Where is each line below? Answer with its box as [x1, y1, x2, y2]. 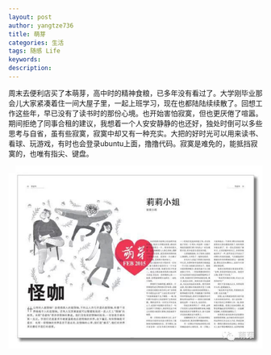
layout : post [8, 13, 52, 21]
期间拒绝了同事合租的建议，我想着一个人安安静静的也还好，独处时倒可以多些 [8, 118, 263, 128]
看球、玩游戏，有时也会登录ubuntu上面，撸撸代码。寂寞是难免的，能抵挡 [8, 138, 252, 148]
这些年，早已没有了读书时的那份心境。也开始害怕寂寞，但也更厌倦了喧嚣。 [15, 108, 263, 118]
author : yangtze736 [8, 21, 74, 30]
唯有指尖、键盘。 [35, 148, 94, 158]
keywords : [8, 56, 42, 64]
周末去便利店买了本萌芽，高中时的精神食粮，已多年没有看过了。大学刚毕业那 [8, 88, 263, 98]
